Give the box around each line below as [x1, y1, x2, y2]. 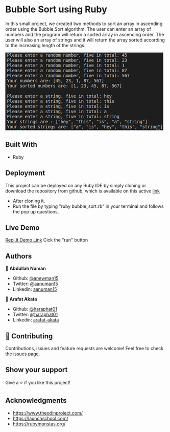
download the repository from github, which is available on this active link [5, 188, 160, 194]
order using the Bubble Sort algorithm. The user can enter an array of [5, 26, 152, 32]
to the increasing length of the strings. [5, 42, 86, 48]
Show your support [5, 365, 68, 374]
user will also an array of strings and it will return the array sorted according [5, 37, 165, 43]
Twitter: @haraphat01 [12, 311, 58, 318]
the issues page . [5, 351, 40, 357]
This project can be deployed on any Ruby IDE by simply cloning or [5, 182, 147, 188]
